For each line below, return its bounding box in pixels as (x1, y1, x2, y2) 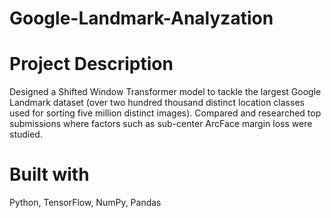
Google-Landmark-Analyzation (9, 7, 274, 30)
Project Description (9, 53, 174, 76)
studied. (9, 128, 43, 141)
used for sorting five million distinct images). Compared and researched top (9, 107, 322, 119)
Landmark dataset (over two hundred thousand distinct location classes (9, 97, 305, 109)
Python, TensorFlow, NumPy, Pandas (9, 197, 162, 209)
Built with (9, 163, 90, 186)
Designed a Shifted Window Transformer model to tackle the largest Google (9, 86, 322, 98)
